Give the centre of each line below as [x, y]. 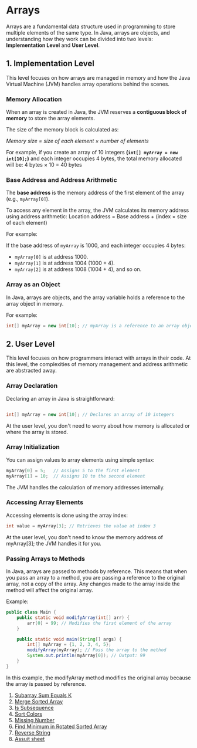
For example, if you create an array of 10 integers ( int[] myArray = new [92, 153]
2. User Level [30, 344]
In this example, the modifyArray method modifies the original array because [98, 678]
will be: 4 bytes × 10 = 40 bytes [44, 165]
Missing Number [34, 720]
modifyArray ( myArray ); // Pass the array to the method [97, 650]
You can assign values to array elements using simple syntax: [80, 460]
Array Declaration [32, 386]
